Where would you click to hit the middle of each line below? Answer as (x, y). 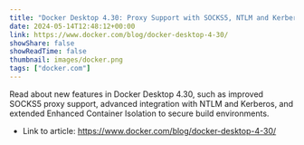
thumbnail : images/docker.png (66, 60)
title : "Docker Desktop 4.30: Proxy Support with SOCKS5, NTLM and (139, 18)
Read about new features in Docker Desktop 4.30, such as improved (137, 94)
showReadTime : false (48, 52)
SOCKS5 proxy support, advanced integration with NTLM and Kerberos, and (152, 103)
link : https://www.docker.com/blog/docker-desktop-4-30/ (119, 34)
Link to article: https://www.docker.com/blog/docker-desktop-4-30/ (149, 130)
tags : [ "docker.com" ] (50, 69)
